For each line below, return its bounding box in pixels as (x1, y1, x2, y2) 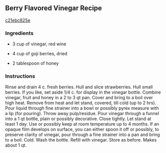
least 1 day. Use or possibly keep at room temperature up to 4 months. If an (5, 121, 160, 127)
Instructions (5, 73, 36, 80)
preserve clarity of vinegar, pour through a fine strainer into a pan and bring (5, 132, 160, 138)
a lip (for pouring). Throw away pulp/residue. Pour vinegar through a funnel (5, 111, 159, 117)
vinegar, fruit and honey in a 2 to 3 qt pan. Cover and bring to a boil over (5, 95, 153, 101)
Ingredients (5, 29, 34, 36)
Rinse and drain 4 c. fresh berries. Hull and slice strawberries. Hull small (5, 84, 153, 90)
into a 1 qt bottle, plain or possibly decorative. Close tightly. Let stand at (5, 116, 152, 122)
